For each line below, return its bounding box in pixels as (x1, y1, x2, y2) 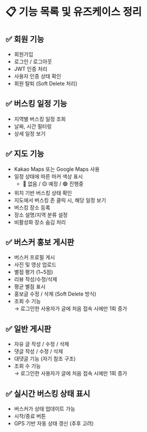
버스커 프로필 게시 (13, 254, 55, 261)
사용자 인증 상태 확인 (13, 73, 61, 80)
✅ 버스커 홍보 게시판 (5, 238, 74, 248)
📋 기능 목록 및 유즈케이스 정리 (5, 5, 142, 19)
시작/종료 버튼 (13, 413, 46, 420)
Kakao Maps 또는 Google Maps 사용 (13, 165, 100, 173)
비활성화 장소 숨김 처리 (13, 218, 66, 225)
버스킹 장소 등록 (13, 204, 50, 211)
